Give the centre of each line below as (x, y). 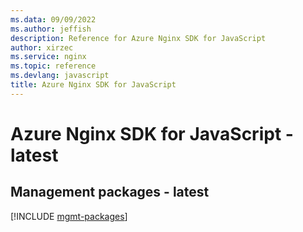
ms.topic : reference (53, 66)
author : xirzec (42, 47)
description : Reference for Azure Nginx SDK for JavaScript (138, 38)
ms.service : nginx (48, 57)
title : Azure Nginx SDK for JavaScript (93, 85)
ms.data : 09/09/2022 (53, 19)
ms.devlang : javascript (60, 76)
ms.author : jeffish (51, 29)
